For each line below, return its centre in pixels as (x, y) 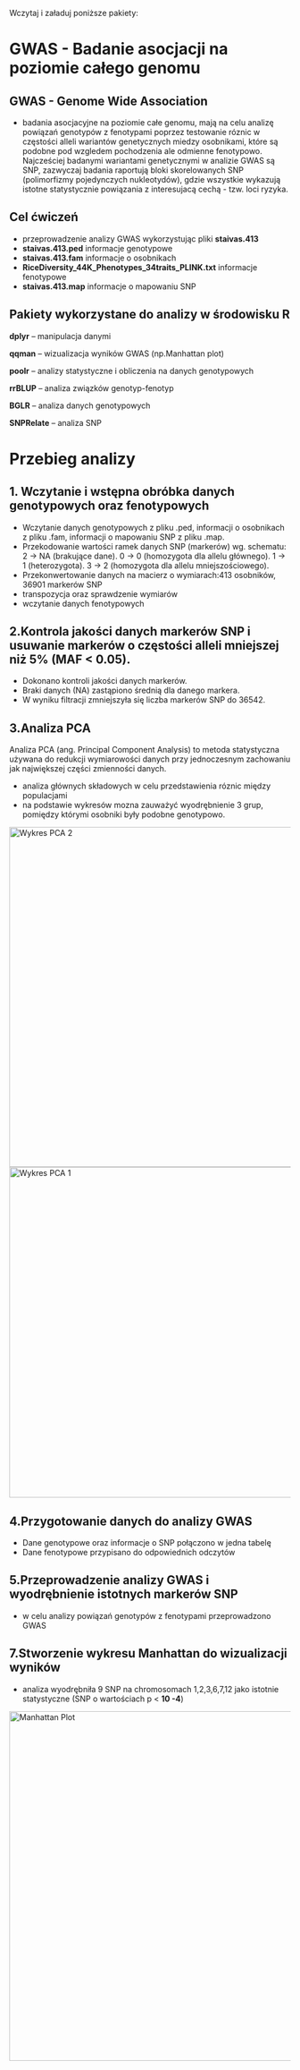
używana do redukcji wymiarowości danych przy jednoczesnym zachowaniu (150, 759)
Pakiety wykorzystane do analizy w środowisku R (150, 315)
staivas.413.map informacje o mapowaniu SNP (109, 286)
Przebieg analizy (72, 459)
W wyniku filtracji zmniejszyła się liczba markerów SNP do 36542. (144, 700)
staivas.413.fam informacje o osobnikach (99, 258)
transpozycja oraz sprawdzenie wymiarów (100, 593)
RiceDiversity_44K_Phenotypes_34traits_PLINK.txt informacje (140, 267)
